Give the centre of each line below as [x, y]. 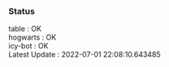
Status [22, 11]
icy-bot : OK [28, 46]
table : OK [25, 29]
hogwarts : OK [32, 37]
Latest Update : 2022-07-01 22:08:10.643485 [84, 55]
